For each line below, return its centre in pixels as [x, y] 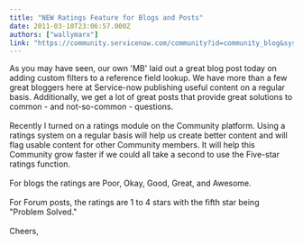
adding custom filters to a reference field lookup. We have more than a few [148, 78]
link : [19, 43]
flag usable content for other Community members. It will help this [132, 145]
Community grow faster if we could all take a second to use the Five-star [144, 155]
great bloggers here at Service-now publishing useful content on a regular [147, 87]
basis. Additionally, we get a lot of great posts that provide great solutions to [151, 97]
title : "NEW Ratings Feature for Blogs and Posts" [106, 18]
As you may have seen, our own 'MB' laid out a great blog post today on [143, 68]
